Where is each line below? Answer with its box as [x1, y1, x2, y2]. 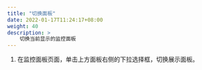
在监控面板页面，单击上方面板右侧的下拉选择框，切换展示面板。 [17, 56, 199, 64]
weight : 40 [7, 23, 39, 30]
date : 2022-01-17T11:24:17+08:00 [7, 16, 103, 23]
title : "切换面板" [7, 10, 57, 17]
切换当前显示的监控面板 [19, 36, 77, 43]
